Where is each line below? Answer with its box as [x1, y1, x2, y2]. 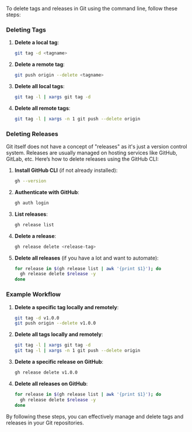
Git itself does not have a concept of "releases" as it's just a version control [6, 143, 187, 150]
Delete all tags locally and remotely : [14, 331, 103, 338]
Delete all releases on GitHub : [14, 380, 88, 387]
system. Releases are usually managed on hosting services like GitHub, [6, 149, 178, 157]
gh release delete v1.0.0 [14, 369, 78, 376]
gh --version [14, 178, 47, 184]
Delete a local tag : [14, 39, 60, 46]
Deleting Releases [6, 130, 58, 138]
